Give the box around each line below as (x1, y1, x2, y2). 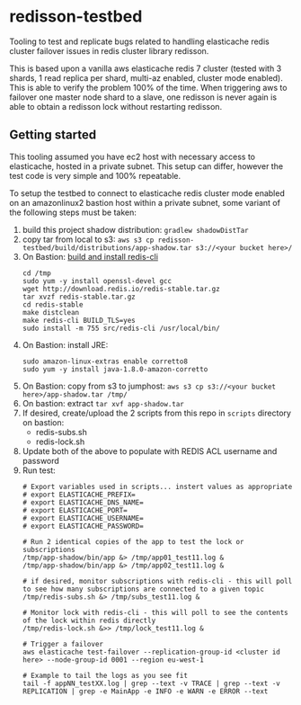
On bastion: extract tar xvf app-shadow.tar (22, 397, 184, 408)
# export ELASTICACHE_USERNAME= (22, 513, 144, 522)
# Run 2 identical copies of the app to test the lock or (22, 537, 244, 546)
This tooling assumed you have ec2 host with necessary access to (9, 151, 256, 162)
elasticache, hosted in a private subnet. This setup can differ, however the (9, 160, 284, 172)
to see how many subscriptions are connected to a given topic (22, 585, 265, 593)
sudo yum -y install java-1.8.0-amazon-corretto (22, 364, 208, 374)
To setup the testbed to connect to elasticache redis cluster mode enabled (9, 187, 285, 199)
